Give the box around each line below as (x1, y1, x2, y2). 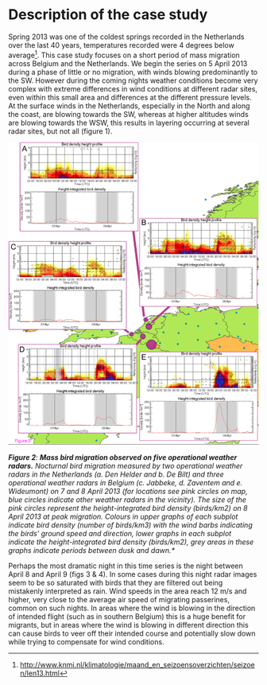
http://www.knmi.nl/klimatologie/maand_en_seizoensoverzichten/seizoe (19, 660, 256, 669)
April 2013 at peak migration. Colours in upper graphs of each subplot (8, 512, 238, 521)
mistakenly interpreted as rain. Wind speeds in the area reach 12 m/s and (8, 586, 247, 596)
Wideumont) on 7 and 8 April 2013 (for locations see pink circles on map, (8, 486, 248, 496)
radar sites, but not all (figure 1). (8, 126, 113, 136)
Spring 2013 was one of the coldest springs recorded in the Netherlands (8, 32, 245, 41)
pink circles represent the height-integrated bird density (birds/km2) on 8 (8, 503, 248, 512)
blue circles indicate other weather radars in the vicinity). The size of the (8, 495, 246, 504)
